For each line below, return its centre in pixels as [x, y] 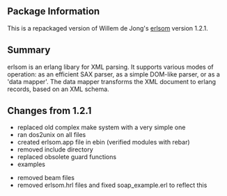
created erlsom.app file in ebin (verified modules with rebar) [103, 142]
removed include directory [55, 149]
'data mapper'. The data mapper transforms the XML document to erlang [112, 81]
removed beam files [46, 178]
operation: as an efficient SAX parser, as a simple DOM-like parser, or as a [114, 74]
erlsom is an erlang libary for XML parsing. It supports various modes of [110, 67]
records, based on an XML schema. [58, 89]
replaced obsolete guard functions [67, 157]
